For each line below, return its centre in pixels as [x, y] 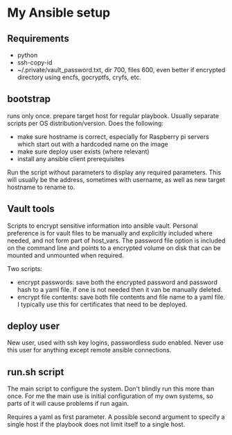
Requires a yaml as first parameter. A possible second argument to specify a [116, 417]
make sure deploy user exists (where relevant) [83, 151]
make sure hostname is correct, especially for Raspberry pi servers [113, 136]
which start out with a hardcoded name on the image [92, 144]
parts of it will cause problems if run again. [68, 404]
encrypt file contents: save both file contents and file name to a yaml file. [121, 297]
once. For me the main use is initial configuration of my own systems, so [110, 396]
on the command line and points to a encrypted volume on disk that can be [114, 247]
